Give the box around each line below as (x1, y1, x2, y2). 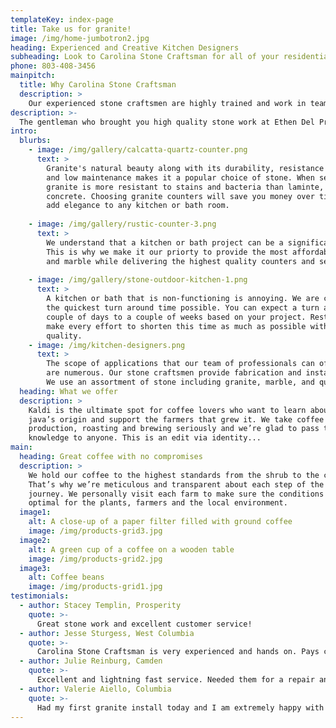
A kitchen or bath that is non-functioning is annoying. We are (46, 294, 320, 304)
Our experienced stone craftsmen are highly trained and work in (28, 98, 307, 108)
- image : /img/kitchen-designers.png (28, 340, 186, 350)
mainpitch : (10, 71, 56, 81)
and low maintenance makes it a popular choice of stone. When (46, 172, 315, 183)
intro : (10, 126, 38, 136)
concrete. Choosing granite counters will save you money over (46, 191, 315, 201)
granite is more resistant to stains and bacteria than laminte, (46, 182, 325, 192)
